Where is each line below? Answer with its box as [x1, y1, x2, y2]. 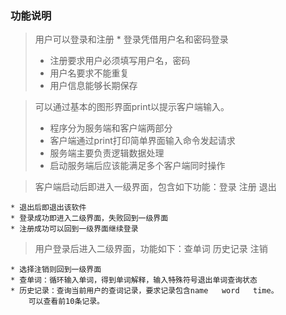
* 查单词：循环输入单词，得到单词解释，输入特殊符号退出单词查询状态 [10, 275, 258, 286]
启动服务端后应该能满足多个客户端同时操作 [49, 160, 226, 172]
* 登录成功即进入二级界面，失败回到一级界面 [10, 213, 169, 224]
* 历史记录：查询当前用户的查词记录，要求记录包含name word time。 [10, 286, 279, 296]
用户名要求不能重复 [49, 67, 130, 79]
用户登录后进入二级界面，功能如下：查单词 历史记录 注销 [34, 243, 268, 255]
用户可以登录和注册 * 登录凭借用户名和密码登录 [34, 33, 229, 46]
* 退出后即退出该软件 [10, 203, 87, 213]
